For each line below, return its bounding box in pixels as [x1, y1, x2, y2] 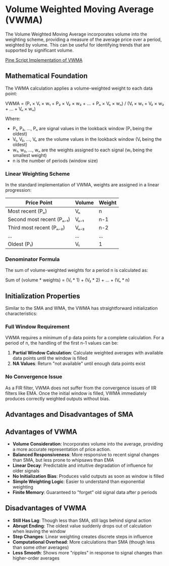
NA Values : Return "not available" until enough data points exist [12, 360, 146, 367]
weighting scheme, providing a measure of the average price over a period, [5, 36, 162, 43]
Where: [5, 115, 21, 122]
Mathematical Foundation [5, 72, 88, 80]
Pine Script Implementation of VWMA [5, 57, 83, 63]
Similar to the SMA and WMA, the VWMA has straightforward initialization [5, 305, 158, 311]
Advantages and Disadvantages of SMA [5, 410, 134, 419]
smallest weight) [12, 152, 47, 158]
